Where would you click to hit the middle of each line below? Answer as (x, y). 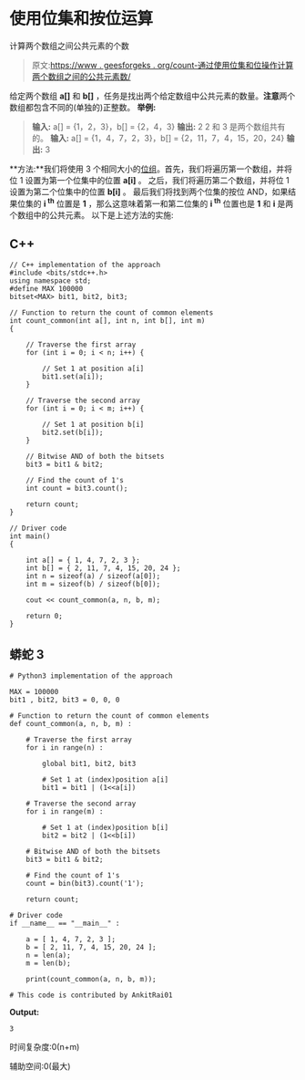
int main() (30, 536)
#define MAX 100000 (46, 289)
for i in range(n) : (65, 748)
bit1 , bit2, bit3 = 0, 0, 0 (65, 700)
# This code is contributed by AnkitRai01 (91, 995)
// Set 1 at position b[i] (93, 425)
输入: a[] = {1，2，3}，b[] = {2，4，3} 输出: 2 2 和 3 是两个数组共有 (158, 126)
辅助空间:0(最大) (40, 1066)
